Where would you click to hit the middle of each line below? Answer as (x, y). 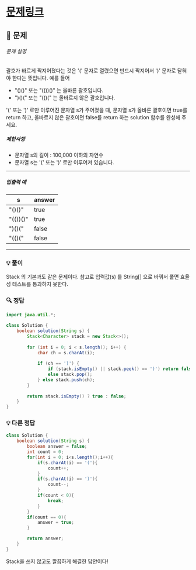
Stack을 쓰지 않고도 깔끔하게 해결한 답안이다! (57, 561)
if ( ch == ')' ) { (58, 364)
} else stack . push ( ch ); (66, 380)
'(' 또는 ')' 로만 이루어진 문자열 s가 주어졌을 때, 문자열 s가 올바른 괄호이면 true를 (97, 110)
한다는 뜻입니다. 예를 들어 (41, 78)
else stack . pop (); (70, 375)
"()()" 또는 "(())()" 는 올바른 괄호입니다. (59, 90)
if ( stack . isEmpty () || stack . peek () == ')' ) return (113, 369)
